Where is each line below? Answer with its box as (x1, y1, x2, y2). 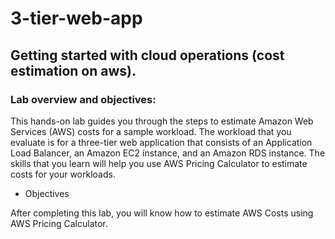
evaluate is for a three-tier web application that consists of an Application (10, 136, 313, 148)
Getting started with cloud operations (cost (10, 47, 285, 64)
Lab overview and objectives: (10, 92, 157, 106)
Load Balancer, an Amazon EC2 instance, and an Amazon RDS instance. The (10, 147, 326, 159)
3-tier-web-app (10, 7, 143, 30)
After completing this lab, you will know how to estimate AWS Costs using (10, 207, 314, 219)
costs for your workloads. (10, 168, 116, 180)
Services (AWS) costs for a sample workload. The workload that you (10, 125, 292, 137)
